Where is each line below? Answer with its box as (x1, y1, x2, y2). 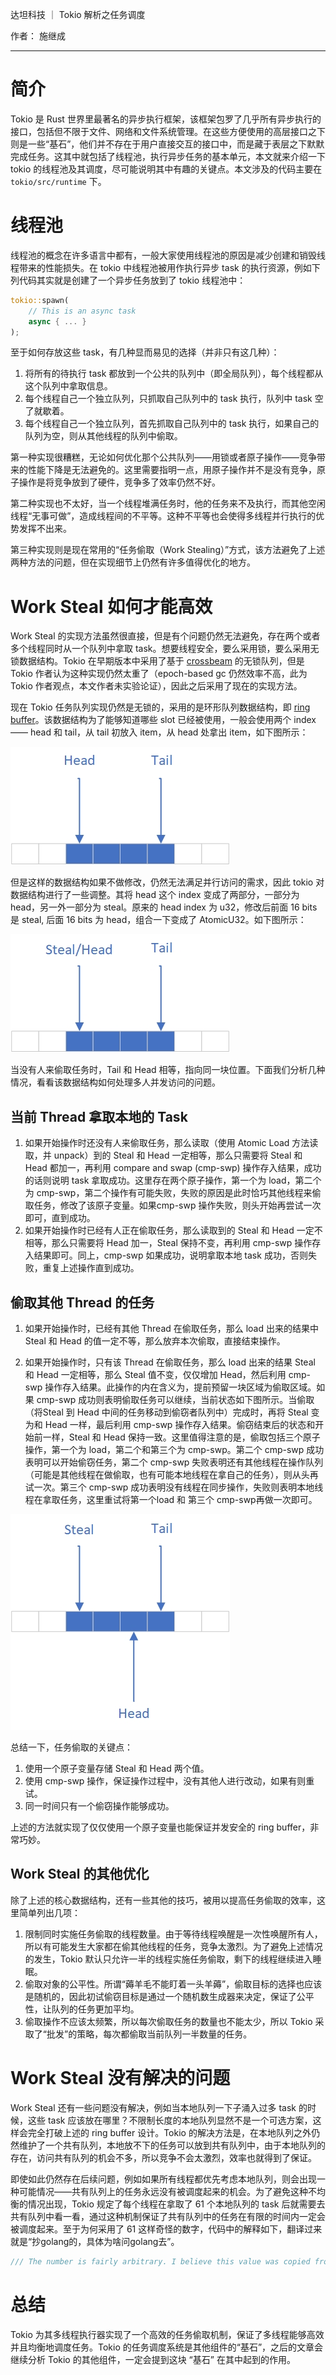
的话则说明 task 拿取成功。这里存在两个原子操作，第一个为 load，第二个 (24, 1174, 322, 1187)
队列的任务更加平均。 (51, 2003, 140, 2015)
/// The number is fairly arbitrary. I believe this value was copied (10, 2256, 311, 2267)
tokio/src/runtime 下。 (10, 175, 107, 187)
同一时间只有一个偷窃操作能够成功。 (24, 1799, 175, 1812)
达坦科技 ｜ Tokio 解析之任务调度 (10, 9, 146, 20)
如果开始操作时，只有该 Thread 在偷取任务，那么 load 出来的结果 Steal (24, 1356, 316, 1368)
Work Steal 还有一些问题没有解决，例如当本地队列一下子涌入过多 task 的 (10, 2101, 308, 2113)
